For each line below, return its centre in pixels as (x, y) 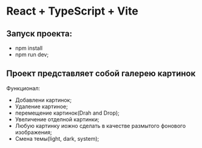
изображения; (33, 132)
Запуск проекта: (39, 34)
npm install (29, 48)
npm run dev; (32, 55)
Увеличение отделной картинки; (57, 119)
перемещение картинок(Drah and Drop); (67, 113)
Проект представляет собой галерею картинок (101, 74)
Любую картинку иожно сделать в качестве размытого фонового (100, 126)
